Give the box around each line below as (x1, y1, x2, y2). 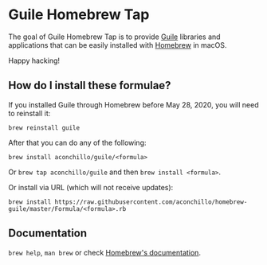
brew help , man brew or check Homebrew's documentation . (8, 247, 202, 257)
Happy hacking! (8, 56, 61, 65)
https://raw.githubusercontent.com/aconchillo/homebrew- (54, 197, 248, 206)
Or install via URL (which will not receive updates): (8, 182, 174, 192)
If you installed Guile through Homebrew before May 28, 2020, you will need (8, 99, 259, 109)
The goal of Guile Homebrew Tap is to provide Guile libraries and (8, 32, 221, 41)
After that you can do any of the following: (8, 138, 147, 147)
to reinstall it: (8, 108, 51, 118)
